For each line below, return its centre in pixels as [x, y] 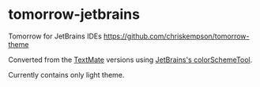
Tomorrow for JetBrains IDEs [55, 36]
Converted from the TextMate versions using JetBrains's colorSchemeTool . [130, 60]
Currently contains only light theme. [66, 74]
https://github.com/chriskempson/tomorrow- [177, 36]
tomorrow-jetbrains [74, 14]
